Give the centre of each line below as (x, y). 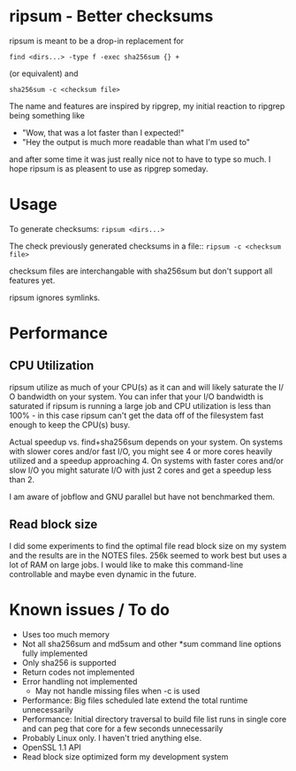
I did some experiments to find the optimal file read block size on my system (148, 545)
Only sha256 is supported (69, 662)
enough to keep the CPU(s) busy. (70, 424)
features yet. (32, 280)
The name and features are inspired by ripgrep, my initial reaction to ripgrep (147, 106)
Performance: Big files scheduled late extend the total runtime (135, 700)
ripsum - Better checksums (111, 16)
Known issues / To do (90, 609)
